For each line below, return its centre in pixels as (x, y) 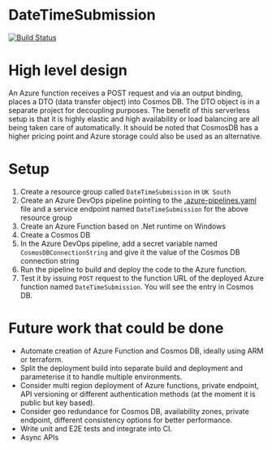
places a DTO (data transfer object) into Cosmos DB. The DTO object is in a (134, 101)
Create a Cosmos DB (55, 234)
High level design (68, 70)
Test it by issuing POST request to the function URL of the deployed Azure (142, 277)
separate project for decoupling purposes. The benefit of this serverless (129, 110)
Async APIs (39, 437)
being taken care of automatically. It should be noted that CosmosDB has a (133, 127)
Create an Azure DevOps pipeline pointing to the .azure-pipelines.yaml (138, 200)
